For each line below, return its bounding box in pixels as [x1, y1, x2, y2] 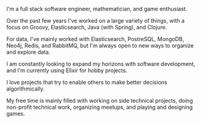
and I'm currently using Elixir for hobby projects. [6, 67, 128, 74]
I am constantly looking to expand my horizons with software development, [6, 61, 196, 67]
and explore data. [6, 48, 51, 56]
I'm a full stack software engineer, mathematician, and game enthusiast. [6, 6, 188, 12]
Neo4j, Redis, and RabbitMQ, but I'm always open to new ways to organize [6, 42, 194, 49]
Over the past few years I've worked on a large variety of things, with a [6, 17, 185, 24]
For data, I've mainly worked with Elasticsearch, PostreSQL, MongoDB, [6, 35, 185, 42]
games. [6, 110, 26, 117]
